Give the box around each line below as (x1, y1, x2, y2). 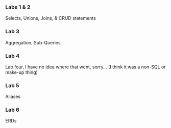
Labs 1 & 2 (5, 4, 31, 11)
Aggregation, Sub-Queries (5, 39, 61, 45)
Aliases (5, 93, 21, 100)
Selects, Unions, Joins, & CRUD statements (5, 15, 96, 21)
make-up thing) (5, 69, 38, 75)
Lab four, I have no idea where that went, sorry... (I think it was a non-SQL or (5, 64, 166, 70)
